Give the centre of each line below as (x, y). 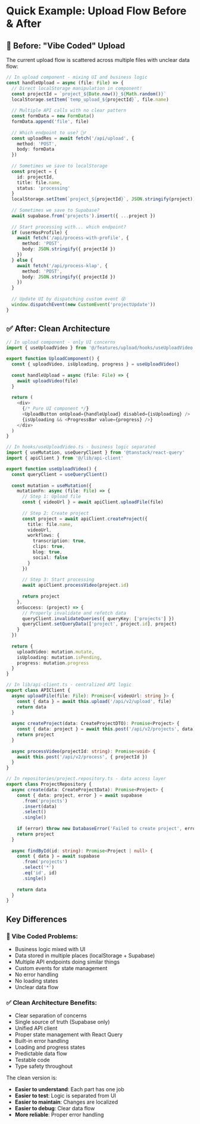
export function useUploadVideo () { (51, 469)
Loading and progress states (50, 1047)
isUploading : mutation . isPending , (60, 657)
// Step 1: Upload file (51, 497)
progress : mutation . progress (53, 663)
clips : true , (49, 547)
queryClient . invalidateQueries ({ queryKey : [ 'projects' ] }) (98, 618)
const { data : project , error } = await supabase (80, 795)
